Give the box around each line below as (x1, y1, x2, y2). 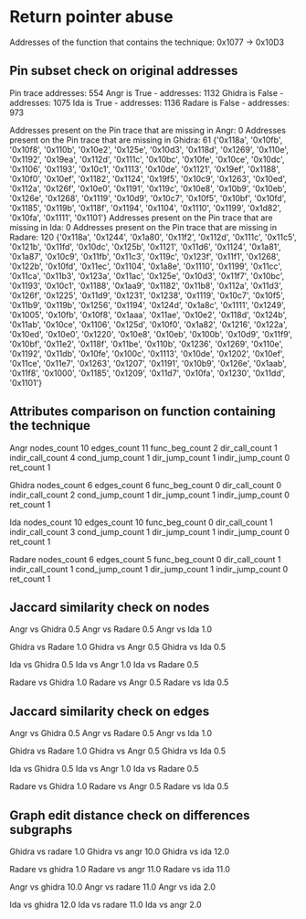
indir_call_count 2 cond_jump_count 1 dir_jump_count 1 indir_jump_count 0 (9, 489, 290, 500)
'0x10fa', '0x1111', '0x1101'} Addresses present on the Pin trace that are (9, 212, 273, 223)
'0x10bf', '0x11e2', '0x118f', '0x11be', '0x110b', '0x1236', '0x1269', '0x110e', (9, 338, 284, 349)
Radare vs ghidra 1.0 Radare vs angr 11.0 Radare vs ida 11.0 (9, 864, 231, 874)
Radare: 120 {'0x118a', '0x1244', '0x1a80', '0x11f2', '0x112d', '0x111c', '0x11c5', (9, 231, 297, 242)
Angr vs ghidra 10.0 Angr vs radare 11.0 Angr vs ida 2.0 (9, 882, 216, 892)
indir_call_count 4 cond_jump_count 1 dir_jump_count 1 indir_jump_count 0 (9, 452, 290, 463)
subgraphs (9, 821, 73, 838)
